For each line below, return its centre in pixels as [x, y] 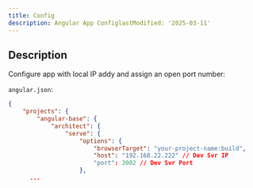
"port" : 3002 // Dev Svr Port [143, 163]
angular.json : [31, 90]
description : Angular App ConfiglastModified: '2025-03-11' [110, 23]
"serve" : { [83, 133]
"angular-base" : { [67, 119]
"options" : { [101, 141]
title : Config [32, 15]
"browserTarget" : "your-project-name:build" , [170, 148]
